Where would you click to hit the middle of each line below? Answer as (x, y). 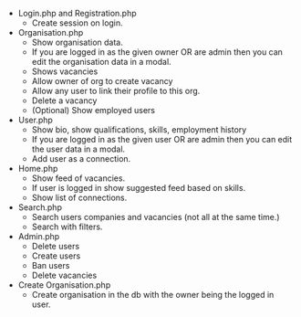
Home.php (38, 169)
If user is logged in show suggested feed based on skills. (139, 188)
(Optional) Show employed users (93, 110)
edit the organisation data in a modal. (101, 62)
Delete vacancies (64, 275)
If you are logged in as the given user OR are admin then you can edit (162, 139)
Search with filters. (67, 227)
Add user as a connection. (81, 158)
